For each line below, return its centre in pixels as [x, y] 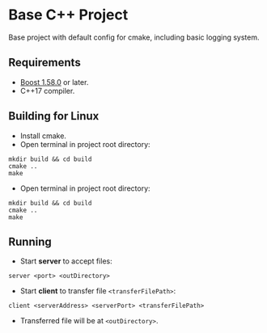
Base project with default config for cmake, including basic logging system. [134, 37]
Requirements [44, 63]
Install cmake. [43, 136]
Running [30, 241]
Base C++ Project [68, 15]
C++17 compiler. [47, 91]
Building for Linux [54, 116]
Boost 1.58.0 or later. [54, 82]
